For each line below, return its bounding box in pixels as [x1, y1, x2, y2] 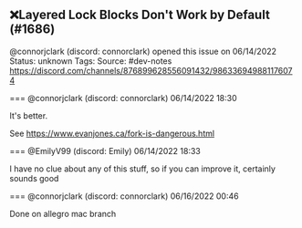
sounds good [9, 172, 59, 183]
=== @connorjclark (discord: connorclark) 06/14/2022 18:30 [9, 92, 237, 103]
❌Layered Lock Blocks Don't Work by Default [9, 7, 271, 23]
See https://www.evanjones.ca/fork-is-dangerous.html [9, 128, 215, 139]
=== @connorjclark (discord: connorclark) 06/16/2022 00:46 [9, 191, 239, 202]
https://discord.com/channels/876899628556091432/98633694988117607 [9, 65, 293, 76]
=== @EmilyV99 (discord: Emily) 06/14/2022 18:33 [9, 145, 201, 156]
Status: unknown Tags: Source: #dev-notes [9, 55, 172, 67]
